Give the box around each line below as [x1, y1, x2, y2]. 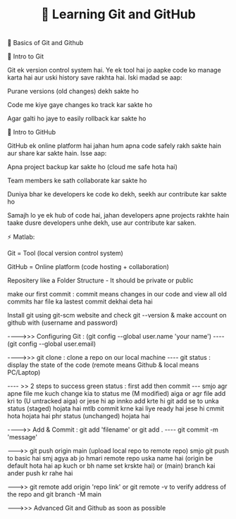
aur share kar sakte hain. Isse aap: [7, 149, 107, 158]
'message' [7, 433, 38, 442]
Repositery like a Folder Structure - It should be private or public [7, 276, 194, 284]
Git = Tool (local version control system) [7, 249, 123, 258]
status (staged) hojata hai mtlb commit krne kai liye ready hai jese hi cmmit [7, 404, 225, 413]
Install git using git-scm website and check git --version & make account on [7, 311, 227, 320]
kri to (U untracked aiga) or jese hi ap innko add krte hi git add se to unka [7, 397, 220, 406]
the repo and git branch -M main [7, 490, 102, 499]
